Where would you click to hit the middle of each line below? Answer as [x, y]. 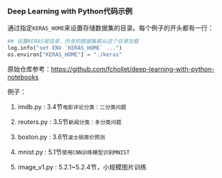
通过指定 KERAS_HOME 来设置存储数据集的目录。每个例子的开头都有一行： [111, 28]
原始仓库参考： [29, 69]
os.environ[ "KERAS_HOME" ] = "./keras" [65, 55]
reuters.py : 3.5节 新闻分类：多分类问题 [70, 121]
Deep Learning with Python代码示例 [70, 11]
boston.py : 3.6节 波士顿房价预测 [61, 137]
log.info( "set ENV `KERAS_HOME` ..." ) [65, 48]
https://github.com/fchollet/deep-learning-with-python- [133, 69]
